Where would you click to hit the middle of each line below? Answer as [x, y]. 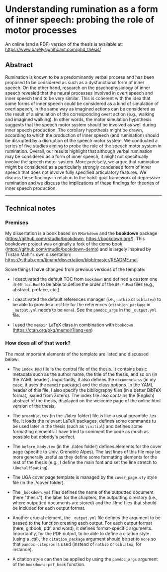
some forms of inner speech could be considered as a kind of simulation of [82, 104]
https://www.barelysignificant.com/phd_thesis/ [53, 49]
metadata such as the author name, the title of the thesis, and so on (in [85, 374]
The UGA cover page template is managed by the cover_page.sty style [85, 477]
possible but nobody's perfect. [44, 437]
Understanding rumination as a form [82, 9]
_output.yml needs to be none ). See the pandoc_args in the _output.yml [84, 310]
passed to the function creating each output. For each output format [82, 523]
